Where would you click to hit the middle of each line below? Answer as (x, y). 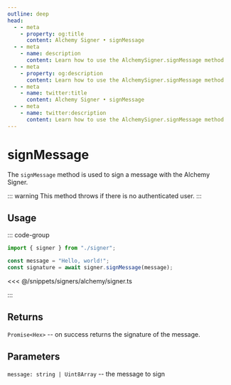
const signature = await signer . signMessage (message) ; (90, 268)
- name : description (50, 54)
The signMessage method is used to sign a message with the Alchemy (109, 174)
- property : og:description (61, 73)
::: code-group (28, 235)
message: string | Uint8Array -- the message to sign (86, 374)
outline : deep (28, 14)
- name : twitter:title (54, 93)
